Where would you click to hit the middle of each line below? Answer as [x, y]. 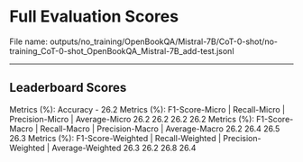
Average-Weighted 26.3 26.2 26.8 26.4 [124, 148]
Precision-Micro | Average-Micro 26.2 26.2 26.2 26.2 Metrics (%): [132, 119]
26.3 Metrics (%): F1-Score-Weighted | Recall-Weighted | [115, 138]
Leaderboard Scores [68, 88]
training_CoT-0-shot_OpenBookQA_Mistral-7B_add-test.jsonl [122, 50]
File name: [28, 41]
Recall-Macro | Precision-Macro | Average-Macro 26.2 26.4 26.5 [160, 129]
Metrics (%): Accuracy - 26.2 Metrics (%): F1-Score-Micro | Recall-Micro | [147, 109]
